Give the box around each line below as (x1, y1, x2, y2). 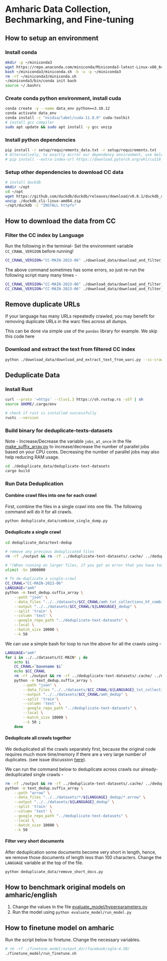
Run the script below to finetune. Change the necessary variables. (5, 937, 141, 943)
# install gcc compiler (5, 120, 55, 125)
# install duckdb (5, 180, 41, 185)
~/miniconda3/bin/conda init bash (5, 79, 77, 83)
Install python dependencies (5, 136, 76, 143)
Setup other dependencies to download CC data (5, 168, 124, 175)
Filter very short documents (5, 838, 65, 844)
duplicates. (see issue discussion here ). (5, 756, 86, 762)
